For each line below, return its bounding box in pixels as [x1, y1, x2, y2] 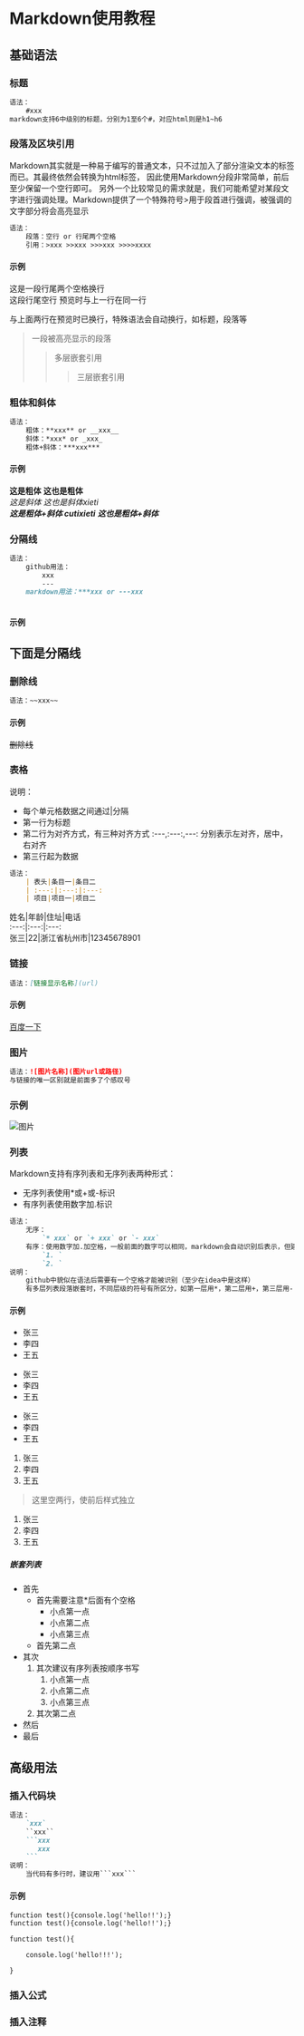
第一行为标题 [22, 817, 71, 828]
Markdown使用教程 [9, 8, 156, 29]
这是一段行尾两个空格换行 [9, 283, 105, 294]
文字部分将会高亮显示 [9, 205, 89, 216]
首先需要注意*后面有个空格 [35, 1595, 136, 1605]
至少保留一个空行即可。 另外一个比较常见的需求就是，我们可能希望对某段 [9, 182, 281, 193]
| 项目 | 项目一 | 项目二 [25, 894, 97, 903]
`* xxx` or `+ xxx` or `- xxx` [42, 1234, 160, 1243]
